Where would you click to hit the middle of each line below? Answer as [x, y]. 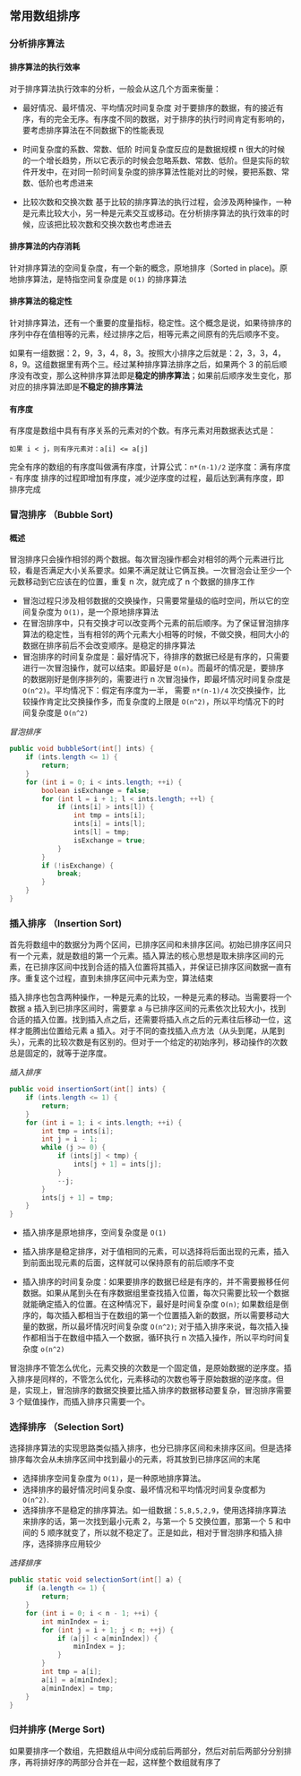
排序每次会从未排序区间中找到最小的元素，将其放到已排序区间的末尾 [135, 1460]
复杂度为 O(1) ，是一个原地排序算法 [95, 612]
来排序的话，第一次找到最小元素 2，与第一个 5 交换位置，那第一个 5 [147, 1522]
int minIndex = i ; [76, 1621]
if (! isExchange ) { [78, 866]
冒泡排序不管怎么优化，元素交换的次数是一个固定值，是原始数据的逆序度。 [146, 1368]
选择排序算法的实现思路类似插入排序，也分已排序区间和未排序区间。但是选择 [150, 1448]
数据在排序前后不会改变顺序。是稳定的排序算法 [108, 646]
